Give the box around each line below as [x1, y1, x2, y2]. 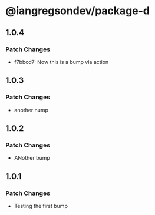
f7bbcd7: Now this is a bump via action [14, 58, 109, 65]
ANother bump [14, 154, 51, 162]
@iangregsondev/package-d [5, 4, 150, 18]
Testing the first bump [14, 202, 68, 209]
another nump [14, 106, 48, 113]
